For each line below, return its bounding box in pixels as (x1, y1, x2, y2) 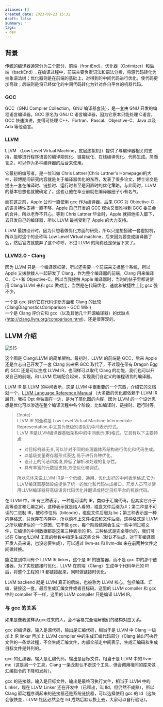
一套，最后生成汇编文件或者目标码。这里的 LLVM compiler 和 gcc (26, 585, 157, 591)
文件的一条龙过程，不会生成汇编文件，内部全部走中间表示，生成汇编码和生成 (5, 639, 158, 645)
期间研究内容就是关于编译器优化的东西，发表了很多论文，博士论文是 (21, 177, 158, 182)
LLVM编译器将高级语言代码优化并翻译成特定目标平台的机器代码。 (21, 487, 152, 493)
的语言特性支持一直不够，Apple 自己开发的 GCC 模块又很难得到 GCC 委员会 (5, 205, 156, 211)
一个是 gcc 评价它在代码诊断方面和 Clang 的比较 (5, 298, 101, 305)
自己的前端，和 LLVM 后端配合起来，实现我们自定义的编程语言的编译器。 (9, 373, 155, 379)
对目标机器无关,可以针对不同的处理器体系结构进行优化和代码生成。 (24, 446, 158, 452)
